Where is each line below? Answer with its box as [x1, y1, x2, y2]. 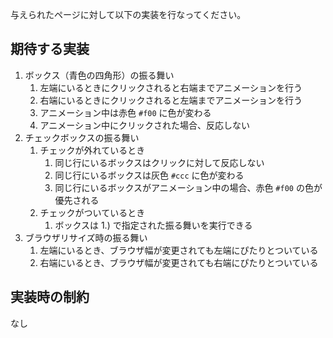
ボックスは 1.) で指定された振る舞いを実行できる [54, 219, 253, 231]
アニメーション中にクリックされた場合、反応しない [39, 119, 251, 131]
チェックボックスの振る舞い [24, 131, 140, 143]
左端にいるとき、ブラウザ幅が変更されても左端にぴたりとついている [39, 244, 319, 256]
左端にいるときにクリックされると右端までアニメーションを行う [39, 81, 303, 93]
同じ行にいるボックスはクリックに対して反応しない [54, 156, 265, 168]
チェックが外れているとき [39, 144, 146, 156]
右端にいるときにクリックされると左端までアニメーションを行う [39, 94, 303, 106]
